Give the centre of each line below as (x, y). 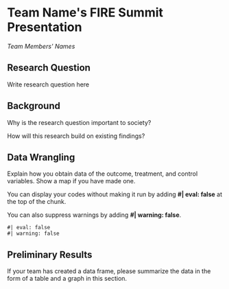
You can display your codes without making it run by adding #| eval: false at (115, 194)
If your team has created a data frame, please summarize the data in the (109, 271)
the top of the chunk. (37, 202)
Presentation (45, 27)
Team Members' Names (41, 46)
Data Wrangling (41, 157)
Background (34, 106)
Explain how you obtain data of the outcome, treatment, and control (103, 174)
